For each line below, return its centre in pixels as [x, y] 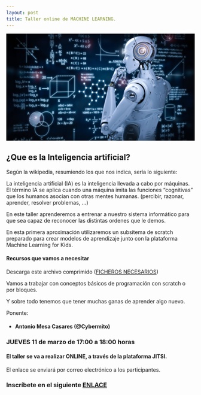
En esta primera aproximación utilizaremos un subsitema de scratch [90, 232]
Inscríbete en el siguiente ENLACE [57, 385]
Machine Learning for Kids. [39, 245]
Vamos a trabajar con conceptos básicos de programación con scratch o [96, 283]
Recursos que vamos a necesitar [48, 259]
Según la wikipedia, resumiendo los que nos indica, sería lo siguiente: [92, 172]
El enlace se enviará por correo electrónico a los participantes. [83, 370]
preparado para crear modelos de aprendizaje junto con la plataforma [92, 238]
